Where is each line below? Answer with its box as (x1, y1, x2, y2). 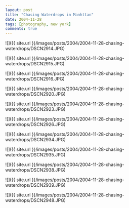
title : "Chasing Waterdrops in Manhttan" (5, 12, 94, 17)
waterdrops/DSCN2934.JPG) (5, 137, 66, 143)
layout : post (5, 7, 33, 13)
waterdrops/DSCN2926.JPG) (5, 121, 66, 128)
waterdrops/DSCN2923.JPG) (5, 106, 66, 112)
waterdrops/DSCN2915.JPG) (5, 61, 65, 67)
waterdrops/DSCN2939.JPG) (5, 182, 66, 188)
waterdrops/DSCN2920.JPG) (5, 91, 66, 97)
